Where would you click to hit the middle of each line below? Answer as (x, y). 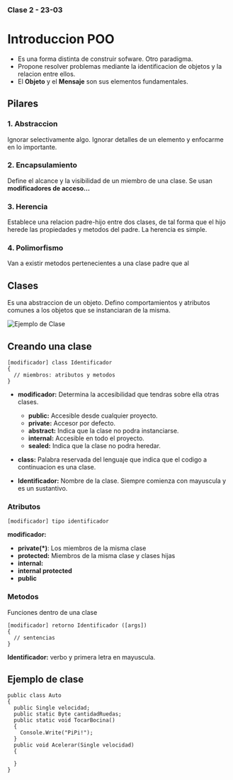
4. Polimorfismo (35, 248)
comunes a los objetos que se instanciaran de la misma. (89, 311)
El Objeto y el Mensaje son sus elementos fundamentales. (103, 81)
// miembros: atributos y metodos (64, 375)
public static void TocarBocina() (64, 720)
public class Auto (34, 696)
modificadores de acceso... (49, 188)
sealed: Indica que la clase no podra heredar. (95, 446)
